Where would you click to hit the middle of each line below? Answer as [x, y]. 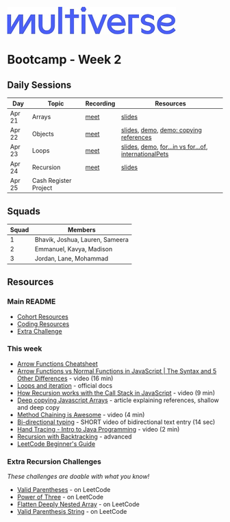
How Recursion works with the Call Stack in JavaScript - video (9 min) [116, 393]
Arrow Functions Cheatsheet [57, 364]
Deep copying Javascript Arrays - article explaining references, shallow [118, 400]
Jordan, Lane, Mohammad [72, 259]
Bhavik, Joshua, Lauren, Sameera [81, 239]
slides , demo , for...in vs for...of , [164, 147]
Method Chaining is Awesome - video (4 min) [81, 414]
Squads [24, 211]
